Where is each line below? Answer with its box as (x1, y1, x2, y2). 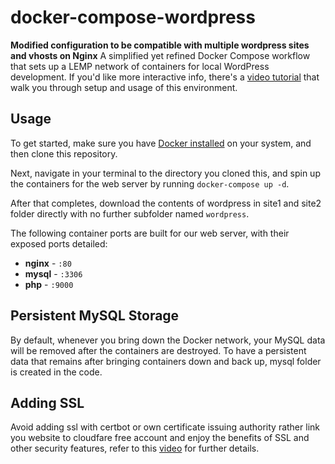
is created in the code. (10, 366, 103, 378)
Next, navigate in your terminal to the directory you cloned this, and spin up (10, 167, 321, 179)
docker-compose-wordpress (10, 6, 256, 29)
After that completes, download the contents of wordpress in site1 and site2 (10, 197, 322, 209)
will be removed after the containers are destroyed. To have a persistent (10, 344, 307, 356)
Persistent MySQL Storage (10, 307, 180, 325)
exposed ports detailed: (10, 237, 108, 250)
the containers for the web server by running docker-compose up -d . (10, 177, 290, 190)
